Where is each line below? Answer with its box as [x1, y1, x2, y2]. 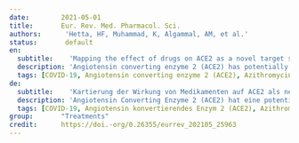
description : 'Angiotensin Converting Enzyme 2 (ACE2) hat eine [17, 95, 261, 105]
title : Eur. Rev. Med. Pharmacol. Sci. [9, 21, 181, 30]
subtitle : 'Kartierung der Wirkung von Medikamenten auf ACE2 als [17, 87, 280, 96]
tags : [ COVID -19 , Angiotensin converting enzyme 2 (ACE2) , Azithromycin [17, 71, 293, 80]
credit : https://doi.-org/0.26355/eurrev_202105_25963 [9, 121, 238, 130]
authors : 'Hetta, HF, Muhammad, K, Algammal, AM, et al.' [9, 29, 249, 38]
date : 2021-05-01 [9, 12, 101, 22]
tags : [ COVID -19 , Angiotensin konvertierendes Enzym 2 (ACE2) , [17, 104, 256, 113]
